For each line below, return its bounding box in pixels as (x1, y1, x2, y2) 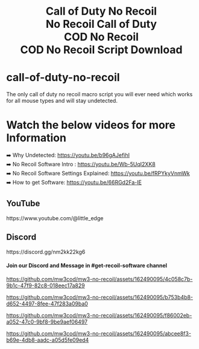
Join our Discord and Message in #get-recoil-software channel (6, 262, 168, 269)
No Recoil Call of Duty (45, 18, 157, 31)
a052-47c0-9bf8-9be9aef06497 (6, 318, 88, 325)
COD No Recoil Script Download (20, 43, 183, 57)
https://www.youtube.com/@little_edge (6, 214, 104, 221)
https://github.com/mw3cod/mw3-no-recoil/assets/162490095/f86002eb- (6, 311, 192, 319)
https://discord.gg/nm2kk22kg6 (6, 248, 86, 255)
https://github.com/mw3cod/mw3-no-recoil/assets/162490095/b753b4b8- (6, 293, 194, 301)
